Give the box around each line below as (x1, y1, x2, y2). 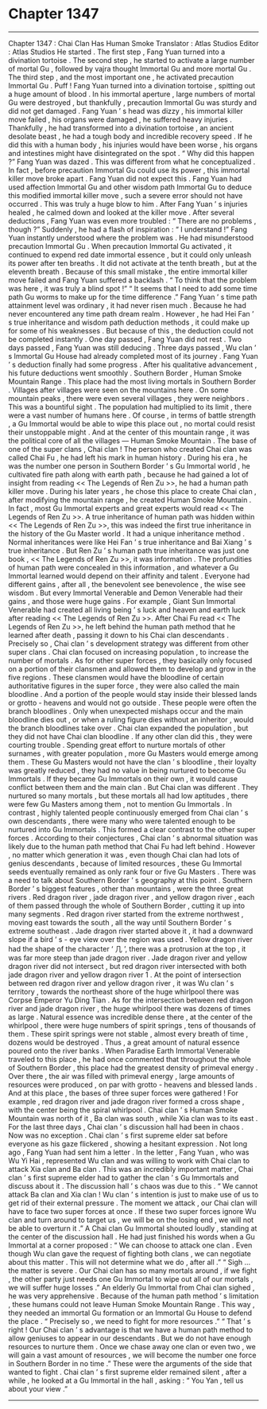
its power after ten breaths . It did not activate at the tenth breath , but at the (8, 258, 257, 267)
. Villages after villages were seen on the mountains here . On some (8, 385, 229, 395)
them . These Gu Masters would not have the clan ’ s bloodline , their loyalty (8, 757, 257, 766)
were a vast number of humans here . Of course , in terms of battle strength (8, 411, 257, 420)
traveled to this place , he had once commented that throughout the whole (8, 1054, 252, 1064)
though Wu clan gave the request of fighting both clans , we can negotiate (8, 1248, 252, 1258)
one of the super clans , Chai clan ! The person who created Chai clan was (8, 444, 253, 453)
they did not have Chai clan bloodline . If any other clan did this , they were (8, 731, 253, 741)
